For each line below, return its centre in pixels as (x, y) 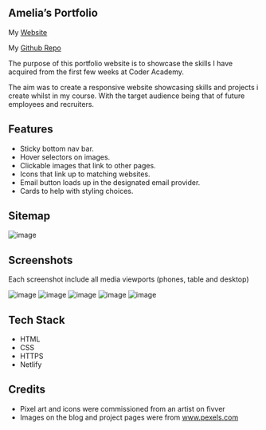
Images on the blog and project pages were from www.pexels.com (129, 417)
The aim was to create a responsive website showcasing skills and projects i (133, 87)
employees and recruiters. (51, 104)
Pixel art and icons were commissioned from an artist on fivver (122, 408)
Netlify (31, 365)
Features (31, 130)
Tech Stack (37, 320)
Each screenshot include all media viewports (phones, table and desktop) (129, 279)
